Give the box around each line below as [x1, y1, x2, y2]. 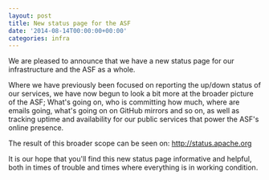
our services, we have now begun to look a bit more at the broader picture [8, 89, 255, 99]
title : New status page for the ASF [8, 19, 131, 27]
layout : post [8, 11, 52, 20]
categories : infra [8, 34, 70, 43]
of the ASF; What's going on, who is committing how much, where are [8, 97, 240, 107]
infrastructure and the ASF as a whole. [8, 65, 136, 75]
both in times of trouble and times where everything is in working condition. [8, 162, 259, 173]
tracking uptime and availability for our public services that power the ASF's [8, 114, 259, 125]
